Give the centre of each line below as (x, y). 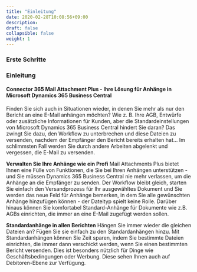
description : (22, 22)
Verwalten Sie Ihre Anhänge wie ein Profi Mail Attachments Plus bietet (93, 164)
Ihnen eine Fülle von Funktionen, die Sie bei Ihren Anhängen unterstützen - (97, 170)
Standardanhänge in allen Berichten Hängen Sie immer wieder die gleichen (99, 225)
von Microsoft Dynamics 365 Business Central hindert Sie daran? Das (91, 128)
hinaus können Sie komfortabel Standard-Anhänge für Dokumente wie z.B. (97, 208)
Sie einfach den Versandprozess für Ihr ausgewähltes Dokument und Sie (94, 189)
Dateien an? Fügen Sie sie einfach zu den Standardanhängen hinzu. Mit (93, 232)
